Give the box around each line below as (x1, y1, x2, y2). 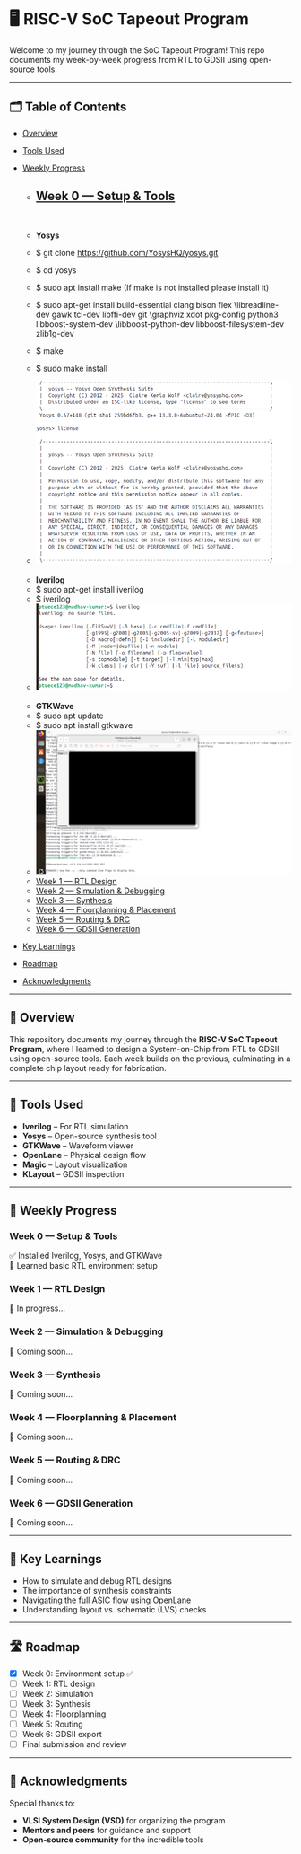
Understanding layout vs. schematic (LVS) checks (21, 1604, 207, 1614)
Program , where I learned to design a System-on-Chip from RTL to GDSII (9, 1043, 279, 1054)
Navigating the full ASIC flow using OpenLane (21, 1595, 192, 1605)
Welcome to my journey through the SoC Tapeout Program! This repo (9, 44, 265, 56)
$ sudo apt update (35, 710, 104, 721)
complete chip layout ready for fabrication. (9, 1062, 168, 1073)
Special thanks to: (9, 1797, 76, 1808)
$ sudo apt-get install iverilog (35, 584, 145, 595)
